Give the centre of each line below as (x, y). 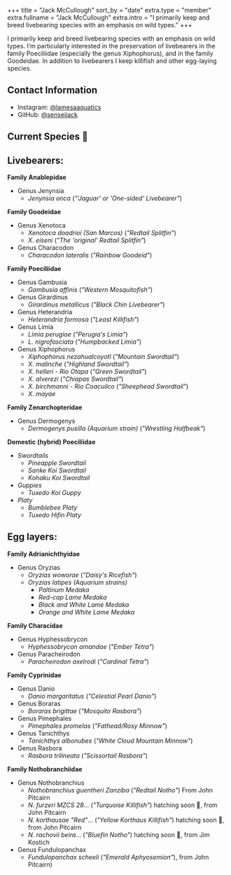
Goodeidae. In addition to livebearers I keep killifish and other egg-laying (112, 61)
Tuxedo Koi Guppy (55, 493)
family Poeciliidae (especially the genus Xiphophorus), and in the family (110, 53)
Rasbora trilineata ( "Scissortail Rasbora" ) (88, 755)
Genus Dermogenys (46, 421)
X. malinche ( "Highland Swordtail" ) (78, 364)
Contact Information (52, 90)
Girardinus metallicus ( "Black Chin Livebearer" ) (96, 304)
